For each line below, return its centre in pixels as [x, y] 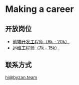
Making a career [39, 9]
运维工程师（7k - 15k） [36, 48]
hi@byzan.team [21, 77]
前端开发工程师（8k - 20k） [41, 42]
